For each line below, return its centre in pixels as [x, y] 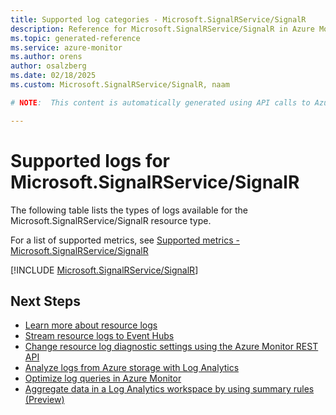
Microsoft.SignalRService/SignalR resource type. [111, 220]
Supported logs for [90, 160]
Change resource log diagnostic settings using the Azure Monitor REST [171, 347]
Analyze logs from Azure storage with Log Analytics [132, 368]
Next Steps [45, 301]
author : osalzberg [48, 66]
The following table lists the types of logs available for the [129, 210]
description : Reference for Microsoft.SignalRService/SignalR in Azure [162, 29]
